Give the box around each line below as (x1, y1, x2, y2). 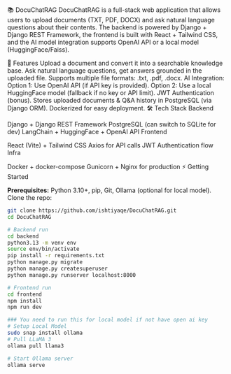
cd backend (7, 233, 39, 240)
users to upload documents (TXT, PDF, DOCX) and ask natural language (7, 16, 215, 24)
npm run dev (7, 303, 42, 311)
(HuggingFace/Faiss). (7, 45, 70, 54)
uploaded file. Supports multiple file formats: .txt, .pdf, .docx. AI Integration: (7, 74, 225, 82)
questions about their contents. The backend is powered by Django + (7, 23, 207, 31)
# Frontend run (7, 284, 52, 292)
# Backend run (7, 226, 49, 233)
